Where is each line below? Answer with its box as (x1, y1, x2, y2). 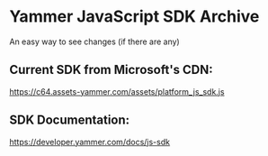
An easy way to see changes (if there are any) (9, 36, 180, 47)
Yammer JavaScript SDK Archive (9, 6, 260, 27)
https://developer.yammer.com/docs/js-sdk (9, 136, 171, 147)
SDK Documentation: (9, 113, 130, 128)
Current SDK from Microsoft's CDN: (9, 62, 213, 78)
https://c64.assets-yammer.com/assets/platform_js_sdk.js (9, 86, 225, 96)
